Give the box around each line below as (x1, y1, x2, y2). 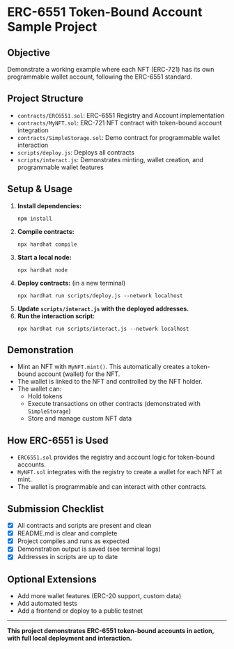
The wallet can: (17, 384, 62, 393)
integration (17, 126, 49, 134)
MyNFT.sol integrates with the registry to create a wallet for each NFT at (17, 468, 223, 476)
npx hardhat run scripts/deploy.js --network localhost (17, 292, 183, 299)
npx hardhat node (17, 266, 68, 274)
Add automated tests (17, 600, 78, 608)
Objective (7, 47, 51, 58)
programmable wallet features (17, 163, 104, 171)
